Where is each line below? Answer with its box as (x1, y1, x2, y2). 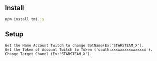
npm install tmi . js (5, 16, 45, 21)
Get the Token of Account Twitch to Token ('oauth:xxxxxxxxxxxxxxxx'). (5, 47, 153, 52)
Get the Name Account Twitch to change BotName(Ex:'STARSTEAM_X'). (5, 43, 144, 48)
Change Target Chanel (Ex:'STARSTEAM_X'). (5, 51, 92, 56)
